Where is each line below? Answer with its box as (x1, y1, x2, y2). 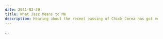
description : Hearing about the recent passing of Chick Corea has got (5, 16, 153, 21)
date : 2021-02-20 (5, 7, 40, 12)
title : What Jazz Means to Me (5, 12, 66, 17)
